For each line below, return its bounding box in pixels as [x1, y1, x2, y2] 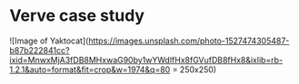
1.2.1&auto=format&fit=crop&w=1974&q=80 [9, 64, 171, 75]
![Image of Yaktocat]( [9, 35, 89, 46]
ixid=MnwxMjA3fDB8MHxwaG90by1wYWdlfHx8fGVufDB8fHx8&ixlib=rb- [9, 54, 284, 65]
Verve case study [9, 5, 145, 26]
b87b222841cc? [9, 44, 70, 55]
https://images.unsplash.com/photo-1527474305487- [87, 35, 290, 46]
